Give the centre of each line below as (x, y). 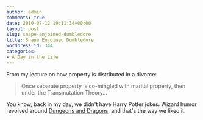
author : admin (24, 12)
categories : (21, 52)
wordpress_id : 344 (30, 46)
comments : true (26, 18)
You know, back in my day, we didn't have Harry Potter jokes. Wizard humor (101, 104)
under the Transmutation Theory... (64, 92)
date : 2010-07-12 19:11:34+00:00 (49, 23)
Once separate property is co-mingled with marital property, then (103, 86)
